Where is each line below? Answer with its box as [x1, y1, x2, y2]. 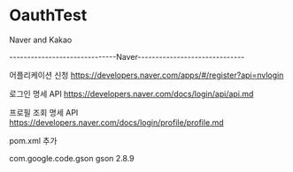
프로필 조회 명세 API [9, 107, 79, 117]
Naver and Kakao [9, 34, 73, 45]
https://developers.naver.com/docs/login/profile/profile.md [9, 116, 224, 128]
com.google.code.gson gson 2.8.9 [9, 153, 135, 163]
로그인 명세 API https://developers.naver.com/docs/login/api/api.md [9, 88, 254, 99]
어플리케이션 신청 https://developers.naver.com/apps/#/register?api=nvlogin [9, 70, 284, 80]
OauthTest [9, 5, 88, 26]
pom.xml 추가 [9, 135, 58, 146]
